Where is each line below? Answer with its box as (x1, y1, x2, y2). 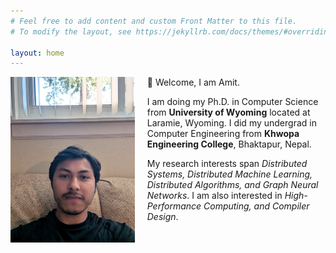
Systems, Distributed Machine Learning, (146, 168, 313, 180)
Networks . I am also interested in (146, 190, 283, 202)
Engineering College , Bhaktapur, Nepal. (146, 138, 312, 150)
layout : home (10, 48, 65, 58)
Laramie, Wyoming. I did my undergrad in (146, 117, 317, 129)
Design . (146, 211, 179, 223)
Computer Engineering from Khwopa (146, 128, 300, 140)
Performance (146, 200, 202, 212)
